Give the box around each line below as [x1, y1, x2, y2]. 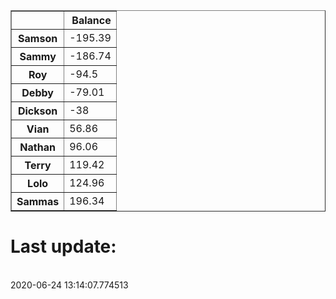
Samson [18, 32, 58, 45]
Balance [71, 14, 112, 27]
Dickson [17, 104, 58, 118]
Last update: [10, 235, 117, 258]
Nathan [19, 140, 56, 154]
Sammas [16, 195, 60, 208]
